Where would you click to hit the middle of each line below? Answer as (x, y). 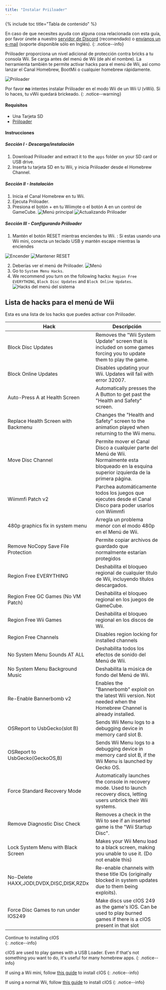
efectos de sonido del (121, 655)
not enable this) (114, 860)
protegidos (108, 559)
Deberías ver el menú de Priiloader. (48, 266)
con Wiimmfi (110, 512)
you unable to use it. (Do (124, 854)
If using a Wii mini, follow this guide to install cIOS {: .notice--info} (72, 973)
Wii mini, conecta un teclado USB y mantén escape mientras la (76, 241)
